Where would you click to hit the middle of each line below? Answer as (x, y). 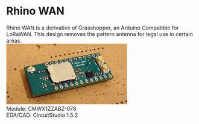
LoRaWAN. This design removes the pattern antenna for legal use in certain (99, 34)
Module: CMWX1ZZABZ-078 (41, 108)
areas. (14, 40)
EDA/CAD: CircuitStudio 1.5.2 (42, 115)
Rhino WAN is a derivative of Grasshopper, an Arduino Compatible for (93, 28)
